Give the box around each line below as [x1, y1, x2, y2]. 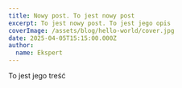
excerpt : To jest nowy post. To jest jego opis [8, 19, 172, 27]
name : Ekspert [15, 49, 63, 57]
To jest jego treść [8, 71, 66, 80]
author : [8, 42, 35, 50]
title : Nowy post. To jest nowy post [8, 11, 135, 20]
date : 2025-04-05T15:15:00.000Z [8, 34, 117, 42]
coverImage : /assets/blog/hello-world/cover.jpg [8, 26, 175, 34]
